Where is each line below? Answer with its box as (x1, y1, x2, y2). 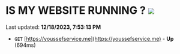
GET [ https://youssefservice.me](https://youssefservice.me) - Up (14, 35, 174, 42)
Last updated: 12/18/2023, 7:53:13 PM (5, 23, 101, 31)
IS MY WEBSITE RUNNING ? (5, 4, 146, 17)
